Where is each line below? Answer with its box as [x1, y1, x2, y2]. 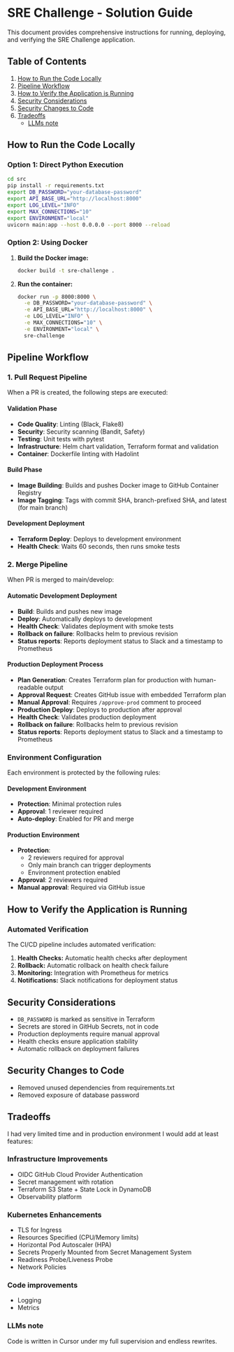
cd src [7, 176, 27, 183]
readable [17, 683, 43, 691]
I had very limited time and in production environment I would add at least [7, 1129, 219, 1138]
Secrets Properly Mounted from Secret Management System [17, 1248, 192, 1256]
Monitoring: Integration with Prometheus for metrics [17, 969, 169, 977]
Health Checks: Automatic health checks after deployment [17, 954, 187, 962]
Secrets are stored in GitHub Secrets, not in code [17, 1022, 159, 1031]
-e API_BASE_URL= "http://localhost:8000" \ [24, 306, 152, 314]
